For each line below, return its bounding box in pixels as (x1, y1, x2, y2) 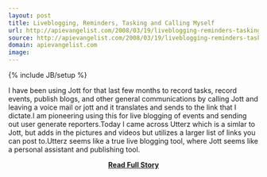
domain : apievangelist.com (8, 41, 98, 49)
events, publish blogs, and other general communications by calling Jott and (8, 94, 258, 103)
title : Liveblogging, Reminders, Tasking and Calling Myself (8, 19, 215, 27)
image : (8, 48, 30, 56)
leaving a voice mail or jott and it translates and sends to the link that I (8, 102, 237, 112)
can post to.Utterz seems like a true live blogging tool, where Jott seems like (8, 137, 258, 145)
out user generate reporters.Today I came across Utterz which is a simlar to (8, 120, 256, 129)
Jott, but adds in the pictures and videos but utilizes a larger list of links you (8, 128, 256, 137)
